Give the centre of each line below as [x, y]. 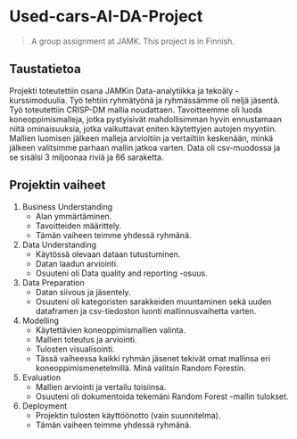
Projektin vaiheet [58, 185]
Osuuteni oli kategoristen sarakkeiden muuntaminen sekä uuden [153, 302]
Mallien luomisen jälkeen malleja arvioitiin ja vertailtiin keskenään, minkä [141, 138]
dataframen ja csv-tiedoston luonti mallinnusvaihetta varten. [146, 311]
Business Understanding [67, 206]
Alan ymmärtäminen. [74, 216]
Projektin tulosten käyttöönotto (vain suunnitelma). [128, 415]
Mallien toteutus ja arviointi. [86, 339]
